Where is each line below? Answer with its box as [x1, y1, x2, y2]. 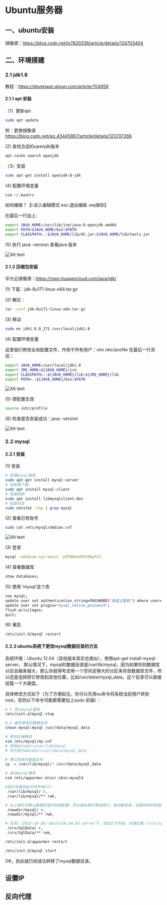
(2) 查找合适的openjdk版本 [5, 143, 60, 149]
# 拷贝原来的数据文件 [5, 757, 43, 762]
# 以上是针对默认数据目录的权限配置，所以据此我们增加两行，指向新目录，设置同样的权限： [5, 803, 165, 808]
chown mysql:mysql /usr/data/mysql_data [5, 725, 90, 730]
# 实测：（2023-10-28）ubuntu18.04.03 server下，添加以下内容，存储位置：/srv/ [5, 821, 159, 826]
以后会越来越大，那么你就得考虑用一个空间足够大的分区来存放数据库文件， [5, 668, 158, 674]
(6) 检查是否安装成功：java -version [5, 416, 79, 422]
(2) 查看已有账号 [5, 515, 39, 521]
